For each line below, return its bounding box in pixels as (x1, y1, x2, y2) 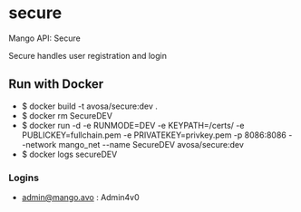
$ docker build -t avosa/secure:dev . (21, 101, 158, 111)
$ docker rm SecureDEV (21, 110, 112, 120)
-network (21, 139, 57, 149)
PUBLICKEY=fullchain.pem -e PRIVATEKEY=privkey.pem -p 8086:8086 (21, 130, 287, 140)
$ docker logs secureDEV (21, 149, 118, 159)
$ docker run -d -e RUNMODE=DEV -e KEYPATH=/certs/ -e (21, 120, 245, 130)
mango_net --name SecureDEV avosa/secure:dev (58, 139, 244, 149)
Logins (8, 171, 40, 184)
